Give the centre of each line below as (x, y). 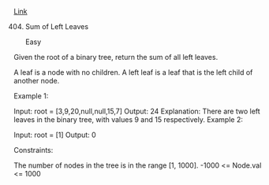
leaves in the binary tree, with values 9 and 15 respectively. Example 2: (129, 120)
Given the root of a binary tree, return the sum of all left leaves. (116, 57)
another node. (37, 81)
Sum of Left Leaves (57, 26)
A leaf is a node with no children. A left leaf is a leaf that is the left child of (133, 72)
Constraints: (34, 150)
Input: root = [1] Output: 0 (55, 135)
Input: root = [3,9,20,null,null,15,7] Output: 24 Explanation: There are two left (137, 111)
